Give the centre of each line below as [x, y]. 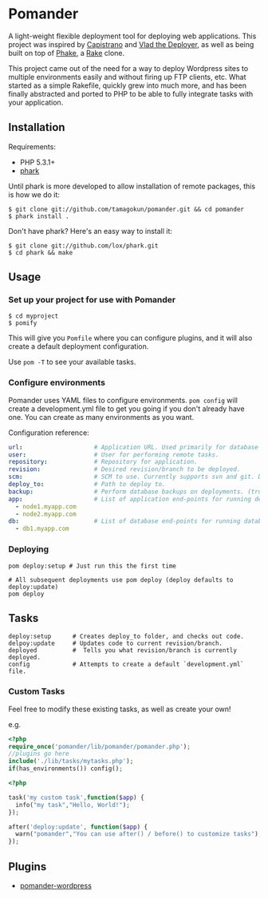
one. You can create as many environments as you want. [101, 417]
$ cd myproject [33, 316]
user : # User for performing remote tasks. [114, 455]
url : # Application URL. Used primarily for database [134, 447]
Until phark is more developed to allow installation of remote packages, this [132, 186]
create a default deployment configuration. [79, 346]
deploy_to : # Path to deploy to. [87, 485]
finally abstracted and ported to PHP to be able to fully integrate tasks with [131, 93]
